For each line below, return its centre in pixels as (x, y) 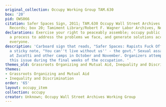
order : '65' (17, 83)
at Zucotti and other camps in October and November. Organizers (78, 55)
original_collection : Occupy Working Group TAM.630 (59, 10)
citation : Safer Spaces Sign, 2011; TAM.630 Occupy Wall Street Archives (83, 23)
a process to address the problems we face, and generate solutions (82, 37)
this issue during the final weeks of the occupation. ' (69, 60)
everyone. (20, 42)
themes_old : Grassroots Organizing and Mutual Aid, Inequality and (76, 65)
